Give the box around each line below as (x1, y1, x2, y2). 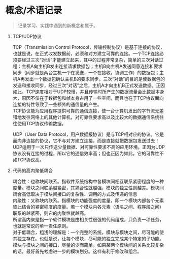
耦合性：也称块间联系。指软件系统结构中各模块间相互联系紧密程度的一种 (12, 178, 164, 184)
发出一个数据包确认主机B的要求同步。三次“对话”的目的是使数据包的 (24, 76, 165, 82)
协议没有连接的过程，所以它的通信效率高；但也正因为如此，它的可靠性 (12, 150, 160, 156)
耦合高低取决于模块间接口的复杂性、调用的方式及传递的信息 (12, 191, 138, 197)
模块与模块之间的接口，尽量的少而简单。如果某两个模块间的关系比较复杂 (12, 242, 164, 248)
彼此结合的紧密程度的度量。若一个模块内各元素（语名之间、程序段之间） (12, 204, 164, 210)
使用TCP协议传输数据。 (17, 120, 66, 126)
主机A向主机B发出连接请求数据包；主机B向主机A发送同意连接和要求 (21, 63, 163, 69)
